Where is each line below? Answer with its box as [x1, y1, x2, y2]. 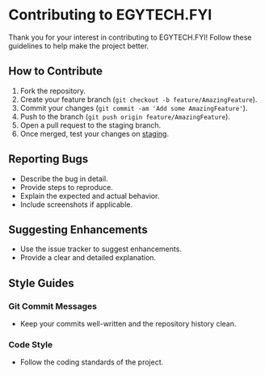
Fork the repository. [19, 86, 86, 95]
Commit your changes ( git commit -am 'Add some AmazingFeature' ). [19, 103, 248, 112]
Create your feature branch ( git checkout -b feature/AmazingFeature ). [19, 95, 258, 104]
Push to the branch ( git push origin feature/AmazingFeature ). [19, 112, 230, 121]
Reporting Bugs [8, 152, 89, 166]
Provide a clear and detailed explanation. [19, 253, 156, 263]
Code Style [8, 339, 53, 350]
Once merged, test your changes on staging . [19, 129, 170, 138]
